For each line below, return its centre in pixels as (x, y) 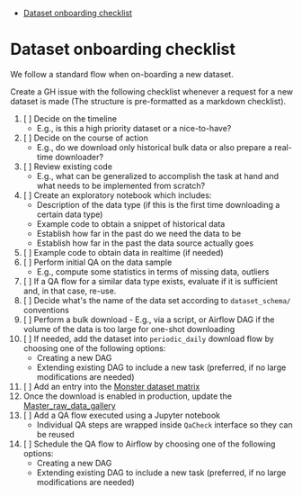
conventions (46, 310)
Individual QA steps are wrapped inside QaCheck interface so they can (164, 424)
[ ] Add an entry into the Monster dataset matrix (111, 386)
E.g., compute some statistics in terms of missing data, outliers (153, 271)
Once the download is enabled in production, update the (128, 396)
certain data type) (70, 214)
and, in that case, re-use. (70, 291)
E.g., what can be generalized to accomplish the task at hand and (158, 176)
